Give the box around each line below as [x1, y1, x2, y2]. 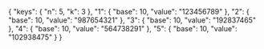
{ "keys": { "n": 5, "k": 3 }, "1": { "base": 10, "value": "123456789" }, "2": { [8, 7, 250, 16]
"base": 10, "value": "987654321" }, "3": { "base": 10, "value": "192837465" [8, 15, 257, 25]
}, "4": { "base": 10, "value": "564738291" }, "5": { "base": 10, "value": [8, 24, 238, 33]
